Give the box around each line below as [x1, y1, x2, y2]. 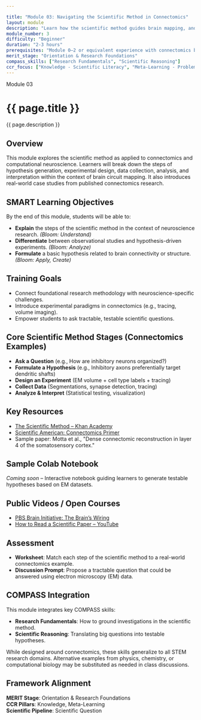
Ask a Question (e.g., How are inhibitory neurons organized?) [14, 357, 167, 365]
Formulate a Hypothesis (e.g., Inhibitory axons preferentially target [14, 364, 181, 371]
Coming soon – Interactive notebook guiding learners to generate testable [6, 475, 188, 482]
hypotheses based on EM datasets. [6, 481, 93, 488]
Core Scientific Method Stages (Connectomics [6, 332, 184, 343]
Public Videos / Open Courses [6, 498, 121, 508]
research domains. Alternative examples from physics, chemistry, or [6, 654, 175, 661]
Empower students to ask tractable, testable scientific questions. [14, 315, 175, 322]
